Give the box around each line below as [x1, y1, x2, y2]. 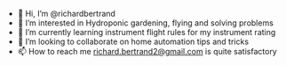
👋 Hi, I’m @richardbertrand [17, 9, 115, 18]
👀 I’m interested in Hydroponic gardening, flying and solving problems [17, 18, 274, 28]
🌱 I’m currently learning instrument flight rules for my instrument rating [17, 27, 276, 37]
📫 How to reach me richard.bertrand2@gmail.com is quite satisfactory [17, 47, 277, 56]
